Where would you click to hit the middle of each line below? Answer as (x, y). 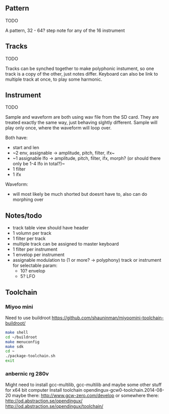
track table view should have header (50, 228)
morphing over (28, 199)
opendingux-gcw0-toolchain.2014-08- (124, 390)
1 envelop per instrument (39, 255)
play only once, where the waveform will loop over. (58, 128)
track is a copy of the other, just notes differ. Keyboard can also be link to (82, 74)
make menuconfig (22, 342)
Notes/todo (24, 215)
